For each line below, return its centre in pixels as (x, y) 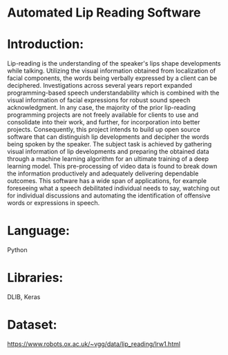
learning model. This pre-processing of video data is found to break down (112, 166)
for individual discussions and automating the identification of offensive (109, 195)
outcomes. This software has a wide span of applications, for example (107, 181)
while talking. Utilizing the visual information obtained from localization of (112, 71)
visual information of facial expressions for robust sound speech (99, 100)
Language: (39, 231)
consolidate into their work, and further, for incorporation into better (104, 122)
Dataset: (32, 325)
